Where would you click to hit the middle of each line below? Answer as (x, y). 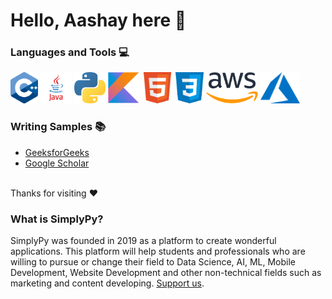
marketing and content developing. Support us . (107, 283)
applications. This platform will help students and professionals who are (158, 251)
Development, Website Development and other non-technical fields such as (166, 273)
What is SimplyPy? (57, 219)
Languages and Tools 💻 (70, 52)
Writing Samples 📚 (58, 127)
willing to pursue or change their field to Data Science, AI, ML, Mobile (153, 262)
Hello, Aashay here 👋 (98, 20)
